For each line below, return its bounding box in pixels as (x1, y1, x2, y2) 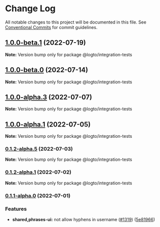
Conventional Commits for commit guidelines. (5, 24, 97, 30)
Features (5, 205, 27, 212)
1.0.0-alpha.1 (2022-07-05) (5, 120, 91, 128)
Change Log (5, 3, 56, 14)
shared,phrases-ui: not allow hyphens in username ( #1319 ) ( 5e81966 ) (12, 217, 155, 222)
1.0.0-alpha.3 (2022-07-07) (5, 93, 93, 101)
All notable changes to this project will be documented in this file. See (5, 19, 147, 25)
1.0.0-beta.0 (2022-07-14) (5, 66, 89, 74)
